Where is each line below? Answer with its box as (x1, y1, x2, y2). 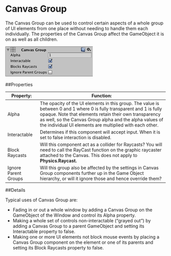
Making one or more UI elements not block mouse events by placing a (12, 234, 159, 240)
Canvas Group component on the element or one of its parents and (12, 239, 154, 245)
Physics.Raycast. (40, 158, 77, 164)
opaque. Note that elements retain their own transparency (40, 111, 161, 117)
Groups (7, 175, 23, 182)
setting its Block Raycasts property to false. (12, 244, 104, 250)
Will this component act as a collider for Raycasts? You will (40, 141, 162, 148)
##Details (5, 187, 25, 193)
